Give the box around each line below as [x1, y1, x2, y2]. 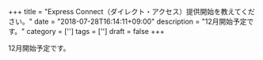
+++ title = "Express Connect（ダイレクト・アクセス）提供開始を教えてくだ [8, 7, 256, 16]
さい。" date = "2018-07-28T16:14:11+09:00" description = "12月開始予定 [8, 17, 247, 26]
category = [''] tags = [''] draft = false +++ [26, 27, 165, 36]
